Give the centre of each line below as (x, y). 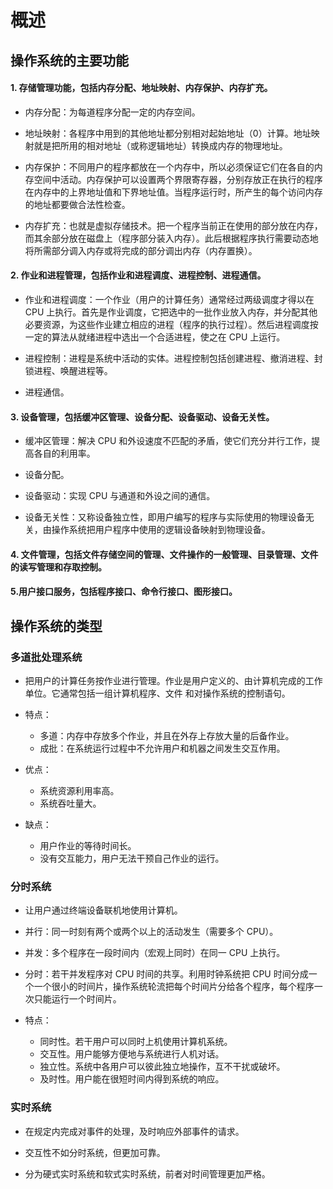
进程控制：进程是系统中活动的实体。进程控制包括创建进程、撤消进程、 (169, 358)
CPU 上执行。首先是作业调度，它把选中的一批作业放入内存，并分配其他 (171, 312)
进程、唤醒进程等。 (73, 370)
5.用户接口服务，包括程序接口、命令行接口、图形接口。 (124, 592)
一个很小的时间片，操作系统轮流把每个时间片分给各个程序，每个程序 (174, 987)
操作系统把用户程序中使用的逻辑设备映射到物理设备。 (161, 530)
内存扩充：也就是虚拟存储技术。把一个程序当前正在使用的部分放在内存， (173, 225)
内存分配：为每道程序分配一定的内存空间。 (112, 112)
